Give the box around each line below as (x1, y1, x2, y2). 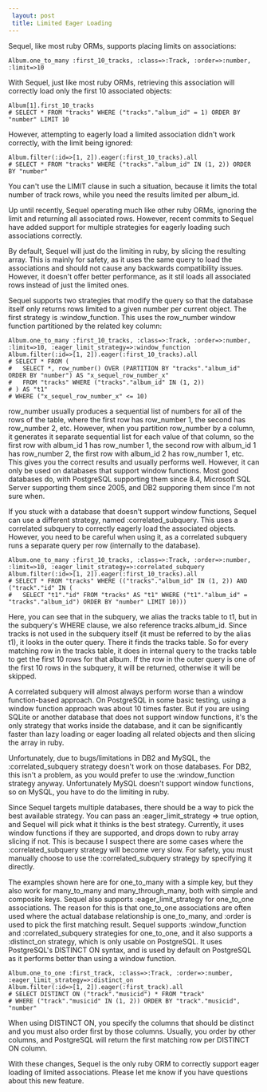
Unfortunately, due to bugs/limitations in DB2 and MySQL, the (8, 753, 211, 762)
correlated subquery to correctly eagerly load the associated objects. (8, 524, 237, 533)
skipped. (8, 671, 37, 681)
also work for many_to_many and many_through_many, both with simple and (8, 885, 257, 895)
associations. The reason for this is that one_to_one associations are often (8, 903, 252, 912)
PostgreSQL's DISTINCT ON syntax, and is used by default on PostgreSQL (8, 945, 252, 955)
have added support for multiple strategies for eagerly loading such (8, 222, 230, 231)
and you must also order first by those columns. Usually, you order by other (8, 1027, 257, 1036)
